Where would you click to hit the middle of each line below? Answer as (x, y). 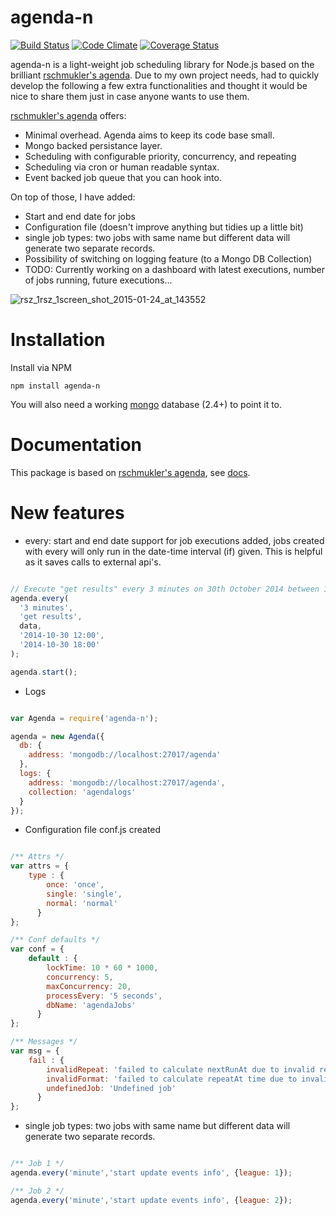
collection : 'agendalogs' (82, 792)
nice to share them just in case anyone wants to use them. (130, 96)
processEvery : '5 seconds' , (104, 996)
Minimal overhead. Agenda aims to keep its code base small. (149, 135)
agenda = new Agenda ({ (57, 736)
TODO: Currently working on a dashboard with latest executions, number (175, 269)
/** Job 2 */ (37, 1191)
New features (67, 513)
